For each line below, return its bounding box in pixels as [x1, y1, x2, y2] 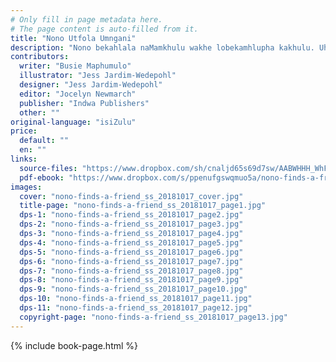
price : [10, 126, 38, 136]
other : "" [19, 107, 60, 118]
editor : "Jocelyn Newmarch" [19, 89, 137, 99]
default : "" [19, 136, 70, 146]
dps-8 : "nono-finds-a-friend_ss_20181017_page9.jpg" [19, 275, 244, 285]
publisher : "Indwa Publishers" [19, 98, 150, 108]
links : [10, 154, 38, 164]
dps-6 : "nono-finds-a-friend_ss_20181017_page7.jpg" [19, 256, 244, 266]
